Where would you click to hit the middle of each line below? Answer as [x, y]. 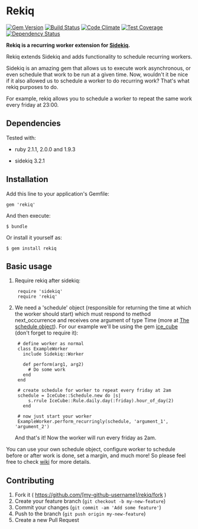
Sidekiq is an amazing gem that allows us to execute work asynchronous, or [98, 68]
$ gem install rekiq [32, 248]
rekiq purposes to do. [32, 87]
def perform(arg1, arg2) [53, 365]
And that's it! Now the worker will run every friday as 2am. [85, 438]
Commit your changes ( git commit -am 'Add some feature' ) [88, 508]
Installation [27, 179]
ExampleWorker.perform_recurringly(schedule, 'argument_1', [93, 422]
